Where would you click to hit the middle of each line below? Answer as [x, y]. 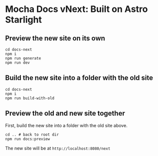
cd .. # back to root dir [32, 135]
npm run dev [17, 63]
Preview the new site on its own [55, 38]
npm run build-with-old [30, 98]
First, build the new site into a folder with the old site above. [67, 125]
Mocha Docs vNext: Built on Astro [77, 9]
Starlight [24, 20]
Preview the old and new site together [65, 113]
